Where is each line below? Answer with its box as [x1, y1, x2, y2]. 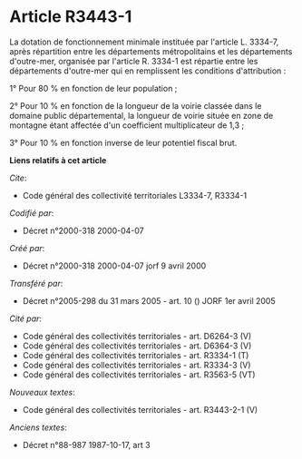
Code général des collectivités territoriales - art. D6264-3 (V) [22, 330, 252, 341]
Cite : [9, 172, 27, 183]
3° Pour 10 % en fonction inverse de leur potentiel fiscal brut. [9, 137, 238, 148]
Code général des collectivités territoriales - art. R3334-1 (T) [22, 349, 249, 360]
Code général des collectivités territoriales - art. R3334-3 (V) [22, 359, 251, 370]
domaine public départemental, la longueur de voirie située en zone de [9, 110, 274, 121]
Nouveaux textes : [9, 386, 75, 397]
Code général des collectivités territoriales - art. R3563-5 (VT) [22, 369, 256, 380]
